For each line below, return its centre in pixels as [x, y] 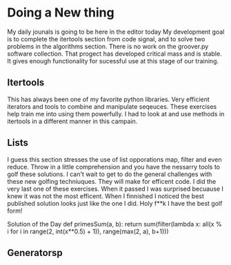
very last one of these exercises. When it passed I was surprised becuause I [115, 189]
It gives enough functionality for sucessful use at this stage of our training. [113, 61]
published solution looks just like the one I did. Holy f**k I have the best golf [115, 203]
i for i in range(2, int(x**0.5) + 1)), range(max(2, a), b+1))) [88, 231]
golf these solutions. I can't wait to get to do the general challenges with [110, 174]
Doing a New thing [61, 13]
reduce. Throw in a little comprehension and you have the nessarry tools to [114, 167]
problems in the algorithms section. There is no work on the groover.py [108, 46]
